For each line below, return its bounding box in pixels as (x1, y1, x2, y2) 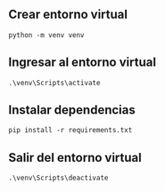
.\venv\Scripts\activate (8, 78, 101, 87)
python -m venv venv (8, 30, 86, 39)
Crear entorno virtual (8, 7, 128, 22)
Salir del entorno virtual (8, 150, 142, 165)
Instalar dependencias (8, 102, 136, 118)
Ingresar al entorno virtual (8, 55, 157, 70)
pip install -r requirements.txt (8, 126, 133, 135)
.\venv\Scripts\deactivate (8, 173, 109, 183)
